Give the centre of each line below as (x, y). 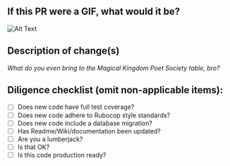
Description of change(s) (63, 51)
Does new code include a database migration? (85, 123)
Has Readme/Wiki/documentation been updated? (89, 131)
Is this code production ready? (62, 155)
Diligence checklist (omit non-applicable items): (115, 90)
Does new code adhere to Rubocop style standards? (94, 115)
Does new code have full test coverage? (76, 107)
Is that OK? (34, 147)
